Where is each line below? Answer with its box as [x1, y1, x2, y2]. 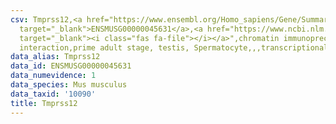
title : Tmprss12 [10, 98, 78, 108]
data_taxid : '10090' [10, 89, 97, 99]
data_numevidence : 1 [10, 71, 97, 81]
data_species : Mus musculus [10, 80, 128, 90]
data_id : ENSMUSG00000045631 [10, 61, 132, 71]
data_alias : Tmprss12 [10, 52, 101, 62]
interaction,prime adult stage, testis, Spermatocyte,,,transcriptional [19, 42, 329, 53]
